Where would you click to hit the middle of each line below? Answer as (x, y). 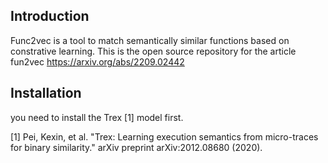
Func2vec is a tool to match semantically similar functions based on (150, 40)
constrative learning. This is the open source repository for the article (153, 51)
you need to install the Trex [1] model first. (97, 117)
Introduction (50, 16)
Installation (46, 93)
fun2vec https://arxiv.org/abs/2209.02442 (97, 61)
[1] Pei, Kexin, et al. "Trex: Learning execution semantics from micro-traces (164, 136)
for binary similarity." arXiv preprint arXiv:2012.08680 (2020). (136, 147)
